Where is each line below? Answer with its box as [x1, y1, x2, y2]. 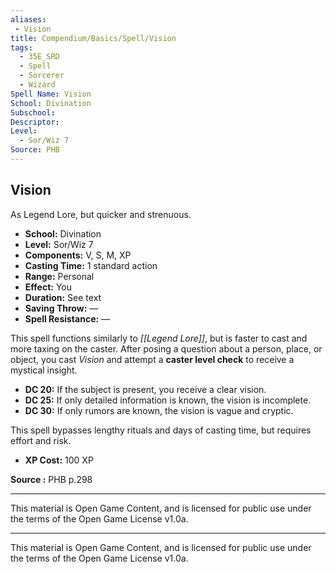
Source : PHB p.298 [10, 473, 93, 485]
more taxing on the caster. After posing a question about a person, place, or [10, 342, 323, 355]
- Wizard [19, 80, 56, 90]
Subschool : [10, 107, 56, 118]
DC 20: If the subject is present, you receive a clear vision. [24, 383, 267, 395]
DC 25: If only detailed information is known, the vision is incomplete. [24, 394, 312, 406]
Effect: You [24, 281, 72, 293]
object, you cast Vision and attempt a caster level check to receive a [10, 353, 295, 365]
